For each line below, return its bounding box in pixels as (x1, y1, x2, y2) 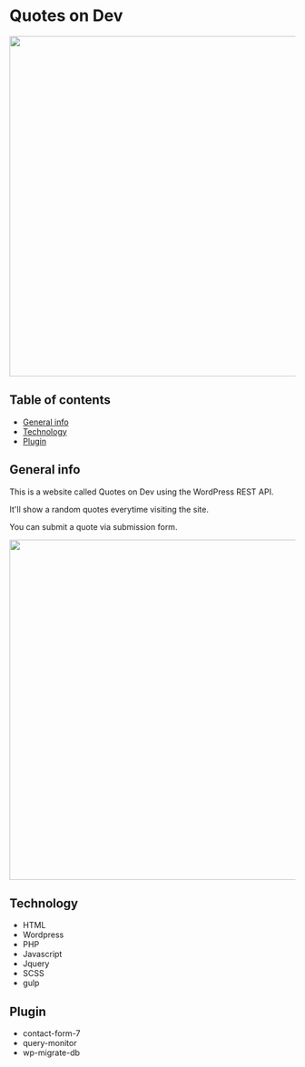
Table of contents (9, 392, 111, 408)
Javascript (22, 949, 63, 960)
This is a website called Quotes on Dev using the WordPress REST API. (9, 486, 274, 497)
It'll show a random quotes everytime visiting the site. (9, 504, 209, 514)
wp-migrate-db (22, 1047, 80, 1058)
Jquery (22, 958, 50, 969)
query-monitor (22, 1038, 77, 1049)
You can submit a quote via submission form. (9, 521, 178, 532)
